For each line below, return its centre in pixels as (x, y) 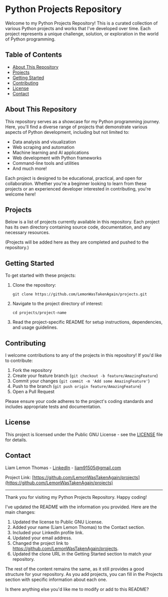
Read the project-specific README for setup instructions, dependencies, (87, 322)
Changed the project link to (40, 543)
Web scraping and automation (43, 147)
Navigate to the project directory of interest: (58, 304)
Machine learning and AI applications (50, 152)
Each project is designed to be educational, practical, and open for (74, 178)
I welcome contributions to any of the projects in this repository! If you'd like (83, 355)
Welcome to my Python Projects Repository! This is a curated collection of (81, 23)
